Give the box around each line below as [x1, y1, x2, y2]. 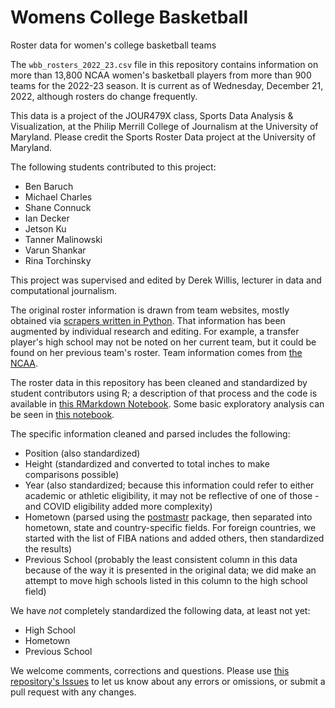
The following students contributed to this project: [10, 161, 217, 173]
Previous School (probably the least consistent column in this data [24, 553, 298, 565]
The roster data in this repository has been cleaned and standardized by [10, 376, 308, 388]
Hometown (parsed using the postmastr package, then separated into [24, 511, 313, 523]
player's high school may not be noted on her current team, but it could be [10, 336, 317, 348]
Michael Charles [24, 191, 93, 203]
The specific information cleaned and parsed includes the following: [10, 427, 291, 440]
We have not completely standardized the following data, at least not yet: [10, 604, 311, 616]
